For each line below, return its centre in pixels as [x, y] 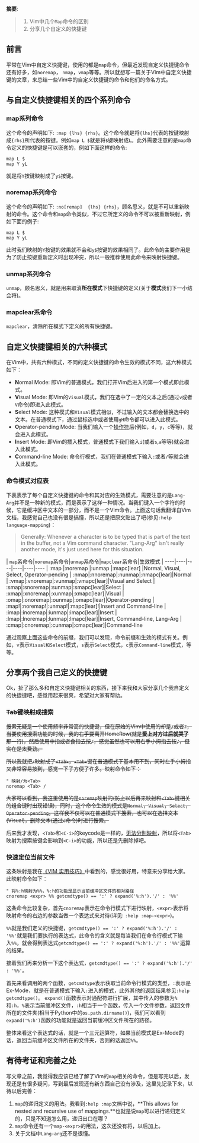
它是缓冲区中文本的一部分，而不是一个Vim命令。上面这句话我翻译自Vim [104, 510]
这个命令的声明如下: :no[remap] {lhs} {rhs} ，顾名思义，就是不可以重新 [95, 206]
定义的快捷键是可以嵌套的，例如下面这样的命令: [69, 147]
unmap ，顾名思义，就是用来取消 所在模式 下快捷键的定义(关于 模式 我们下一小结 [99, 288]
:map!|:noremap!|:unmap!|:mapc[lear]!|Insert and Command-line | [86, 606]
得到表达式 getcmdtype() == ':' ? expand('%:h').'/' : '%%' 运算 [111, 943]
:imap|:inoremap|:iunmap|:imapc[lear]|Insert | [62, 612]
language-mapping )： [31, 525]
